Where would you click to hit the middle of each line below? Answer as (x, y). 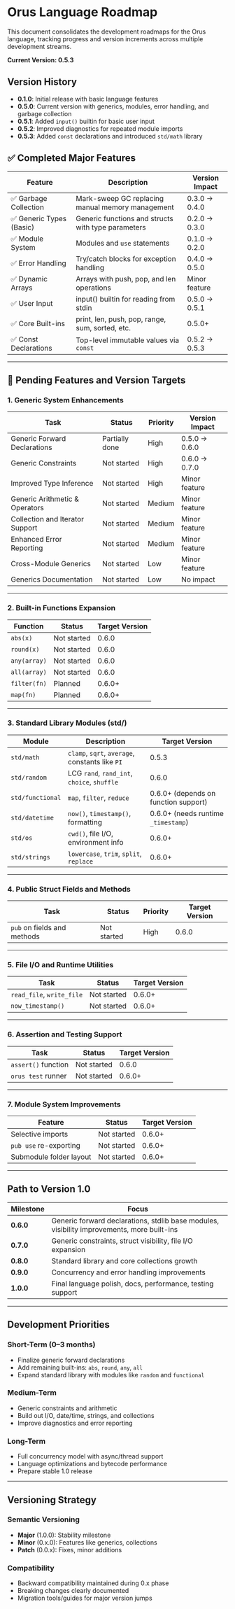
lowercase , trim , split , (105, 853)
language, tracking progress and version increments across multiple (105, 38)
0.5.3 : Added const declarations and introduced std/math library (110, 136)
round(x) (25, 649)
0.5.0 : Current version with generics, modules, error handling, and (113, 106)
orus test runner (39, 1076)
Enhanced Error (36, 540)
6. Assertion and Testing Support (65, 1034)
